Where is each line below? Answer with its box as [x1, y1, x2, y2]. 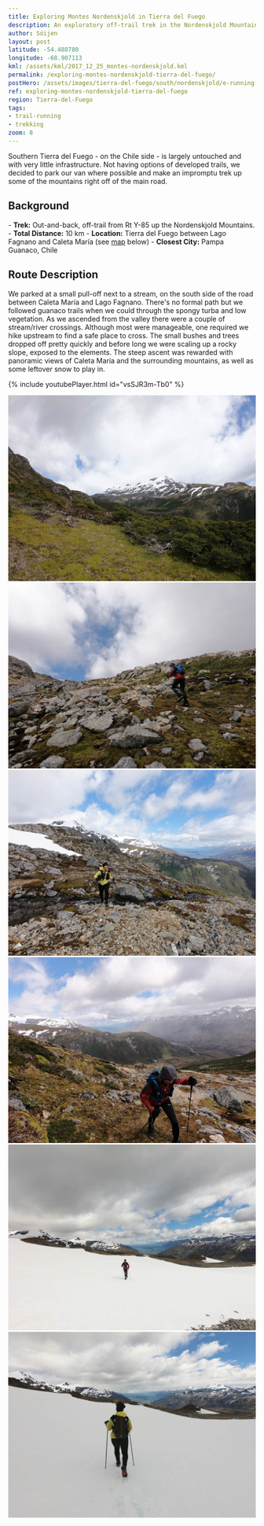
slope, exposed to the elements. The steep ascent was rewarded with [8, 347, 233, 357]
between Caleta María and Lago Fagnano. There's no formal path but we [8, 297, 244, 307]
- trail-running [8, 112, 61, 120]
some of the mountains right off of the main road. [8, 176, 167, 186]
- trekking [8, 120, 44, 129]
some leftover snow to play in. [8, 364, 106, 374]
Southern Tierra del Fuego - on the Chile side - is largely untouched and [8, 151, 242, 160]
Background [8, 199, 69, 212]
